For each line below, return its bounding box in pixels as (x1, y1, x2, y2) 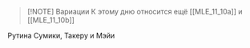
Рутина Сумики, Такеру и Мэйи (7, 31, 115, 40)
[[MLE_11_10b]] (26, 15, 75, 25)
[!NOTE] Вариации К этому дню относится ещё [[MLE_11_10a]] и (26, 7, 243, 16)
